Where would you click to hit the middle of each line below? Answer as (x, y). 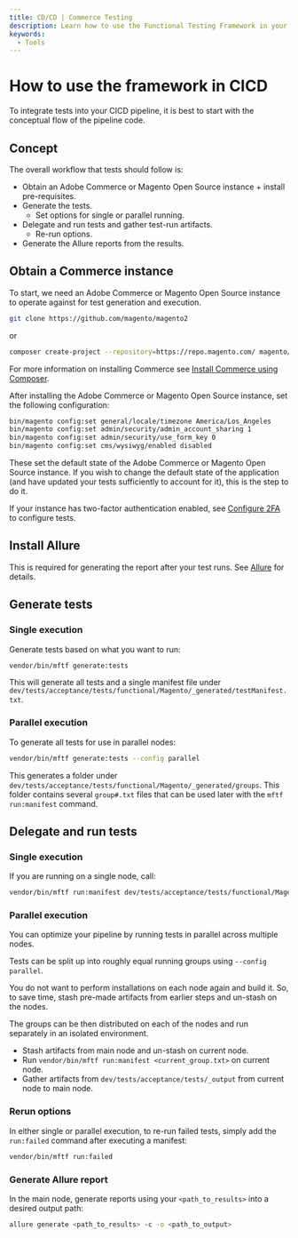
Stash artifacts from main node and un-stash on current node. (135, 1050)
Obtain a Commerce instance (91, 272)
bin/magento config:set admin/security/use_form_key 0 (113, 438)
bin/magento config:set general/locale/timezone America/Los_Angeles (141, 421)
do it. (19, 491)
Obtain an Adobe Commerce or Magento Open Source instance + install (153, 187)
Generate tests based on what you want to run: (95, 649)
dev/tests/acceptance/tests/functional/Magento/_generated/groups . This (145, 785)
